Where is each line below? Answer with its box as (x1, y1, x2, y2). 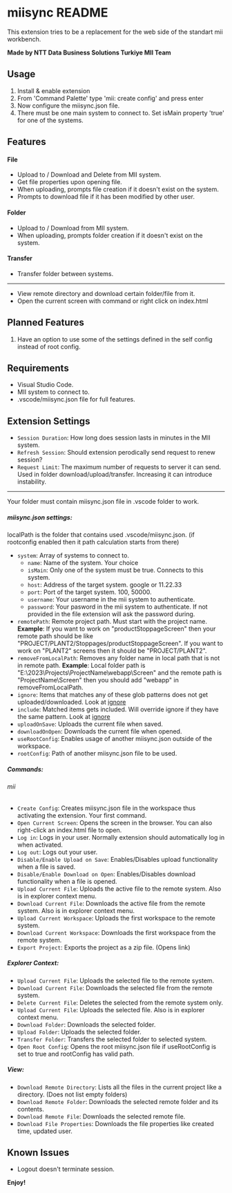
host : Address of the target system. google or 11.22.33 (27, 581, 182, 589)
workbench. (7, 34, 41, 43)
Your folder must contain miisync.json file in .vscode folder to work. (7, 497, 200, 506)
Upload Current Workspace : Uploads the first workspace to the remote (17, 914, 215, 922)
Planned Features (7, 317, 85, 328)
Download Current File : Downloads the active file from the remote (17, 899, 206, 907)
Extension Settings (7, 415, 90, 427)
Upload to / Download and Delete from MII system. (17, 170, 162, 179)
